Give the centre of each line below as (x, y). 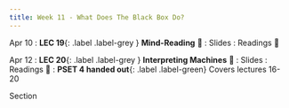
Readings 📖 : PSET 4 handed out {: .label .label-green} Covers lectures (138, 69)
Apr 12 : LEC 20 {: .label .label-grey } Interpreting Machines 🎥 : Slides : (139, 59)
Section (23, 96)
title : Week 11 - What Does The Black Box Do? (97, 17)
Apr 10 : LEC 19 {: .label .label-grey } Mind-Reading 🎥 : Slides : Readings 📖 (144, 42)
